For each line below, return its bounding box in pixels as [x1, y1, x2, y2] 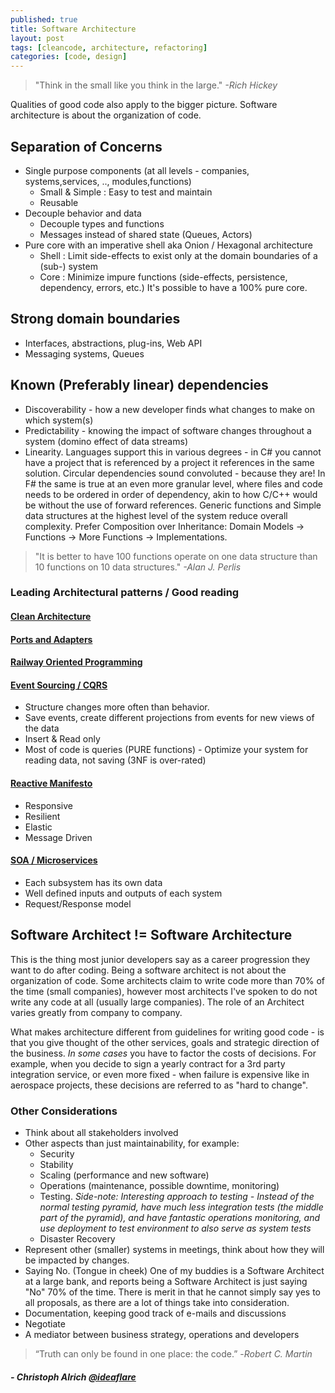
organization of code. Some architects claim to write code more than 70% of [10, 974, 326, 986]
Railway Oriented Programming [10, 656, 143, 668]
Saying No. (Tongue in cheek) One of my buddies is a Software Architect [24, 1264, 325, 1276]
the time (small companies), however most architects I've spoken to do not [10, 985, 318, 997]
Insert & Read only [24, 733, 101, 745]
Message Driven [24, 831, 93, 843]
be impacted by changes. [24, 1254, 130, 1266]
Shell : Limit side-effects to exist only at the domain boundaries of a [39, 249, 318, 261]
